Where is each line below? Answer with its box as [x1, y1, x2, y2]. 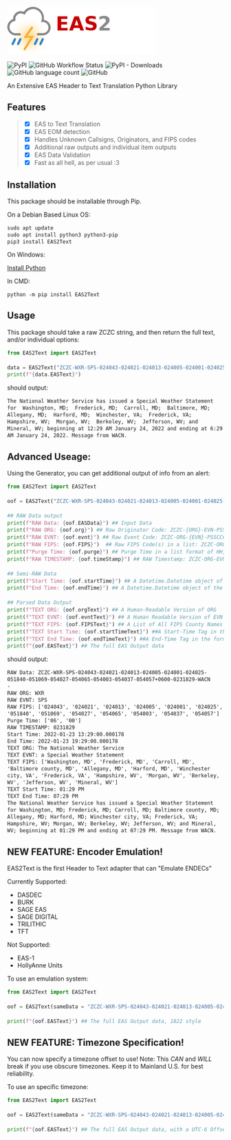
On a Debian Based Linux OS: [7, 210, 91, 219]
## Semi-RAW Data [7, 570, 57, 577]
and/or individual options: [7, 335, 80, 344]
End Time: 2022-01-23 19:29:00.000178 [7, 738, 118, 745]
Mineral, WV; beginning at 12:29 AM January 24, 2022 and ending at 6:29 [7, 425, 223, 432]
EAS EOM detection [34, 127, 91, 135]
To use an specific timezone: [7, 1083, 89, 1091]
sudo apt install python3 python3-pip [7, 232, 118, 238]
